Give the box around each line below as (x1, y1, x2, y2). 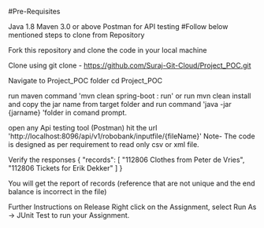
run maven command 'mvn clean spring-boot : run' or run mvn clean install (8, 91, 251, 101)
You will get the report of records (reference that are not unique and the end (8, 178, 255, 188)
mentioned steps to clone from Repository (8, 31, 145, 39)
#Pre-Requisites (8, 7, 61, 16)
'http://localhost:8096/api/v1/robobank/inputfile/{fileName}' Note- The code (8, 131, 255, 141)
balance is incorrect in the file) (8, 187, 107, 196)
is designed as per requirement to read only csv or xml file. (8, 140, 199, 149)
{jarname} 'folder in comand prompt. (8, 108, 128, 117)
